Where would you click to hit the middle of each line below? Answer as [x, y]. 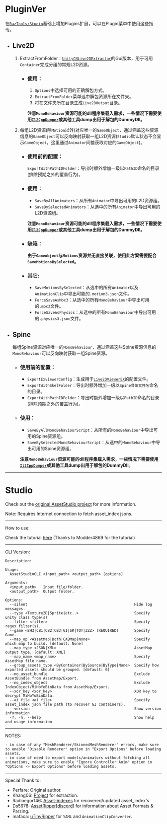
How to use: [17, 528]
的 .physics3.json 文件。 [59, 318]
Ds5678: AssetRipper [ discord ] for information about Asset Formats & [83, 806]
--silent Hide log [81, 604]
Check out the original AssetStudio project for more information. [71, 504]
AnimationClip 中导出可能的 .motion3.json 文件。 [83, 294]
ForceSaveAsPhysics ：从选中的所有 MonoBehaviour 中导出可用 [95, 312]
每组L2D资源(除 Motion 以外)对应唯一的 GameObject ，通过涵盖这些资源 [89, 130]
